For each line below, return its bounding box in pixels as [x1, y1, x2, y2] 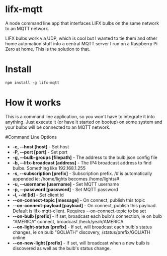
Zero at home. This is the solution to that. [5, 46, 91, 52]
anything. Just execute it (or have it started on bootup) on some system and [5, 119, 162, 125]
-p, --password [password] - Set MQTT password [12, 186, 118, 192]
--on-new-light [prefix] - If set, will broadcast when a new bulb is [12, 240, 150, 246]
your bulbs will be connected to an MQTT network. [5, 124, 111, 130]
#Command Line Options [5, 134, 57, 140]
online [12, 234, 26, 240]
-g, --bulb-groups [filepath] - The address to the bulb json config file [12, 154, 157, 160]
